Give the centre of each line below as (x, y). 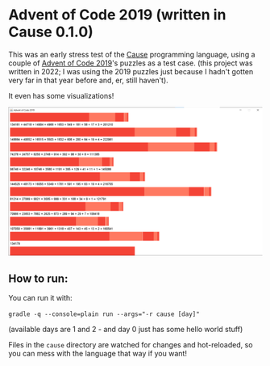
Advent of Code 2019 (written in (117, 15)
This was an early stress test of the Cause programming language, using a (132, 54)
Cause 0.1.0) (51, 32)
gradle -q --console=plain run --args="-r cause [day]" (104, 314)
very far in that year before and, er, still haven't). (89, 80)
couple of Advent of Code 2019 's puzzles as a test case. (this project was (131, 63)
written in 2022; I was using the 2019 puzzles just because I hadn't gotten (131, 71)
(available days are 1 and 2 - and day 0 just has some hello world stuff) (126, 330)
